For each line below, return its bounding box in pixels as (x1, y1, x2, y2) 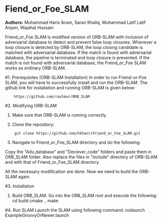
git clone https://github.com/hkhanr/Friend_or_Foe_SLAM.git (14, 131, 141, 136)
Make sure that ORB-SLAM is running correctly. (12, 112, 107, 118)
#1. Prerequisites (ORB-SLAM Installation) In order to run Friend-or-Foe (5, 74, 147, 80)
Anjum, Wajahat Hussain (5, 24, 54, 30)
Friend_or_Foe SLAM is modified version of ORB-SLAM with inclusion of (5, 34, 149, 40)
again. (18, 173, 31, 179)
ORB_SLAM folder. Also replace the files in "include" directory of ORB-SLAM (5, 154, 158, 160)
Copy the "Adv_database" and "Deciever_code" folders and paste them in (5, 149, 152, 154)
